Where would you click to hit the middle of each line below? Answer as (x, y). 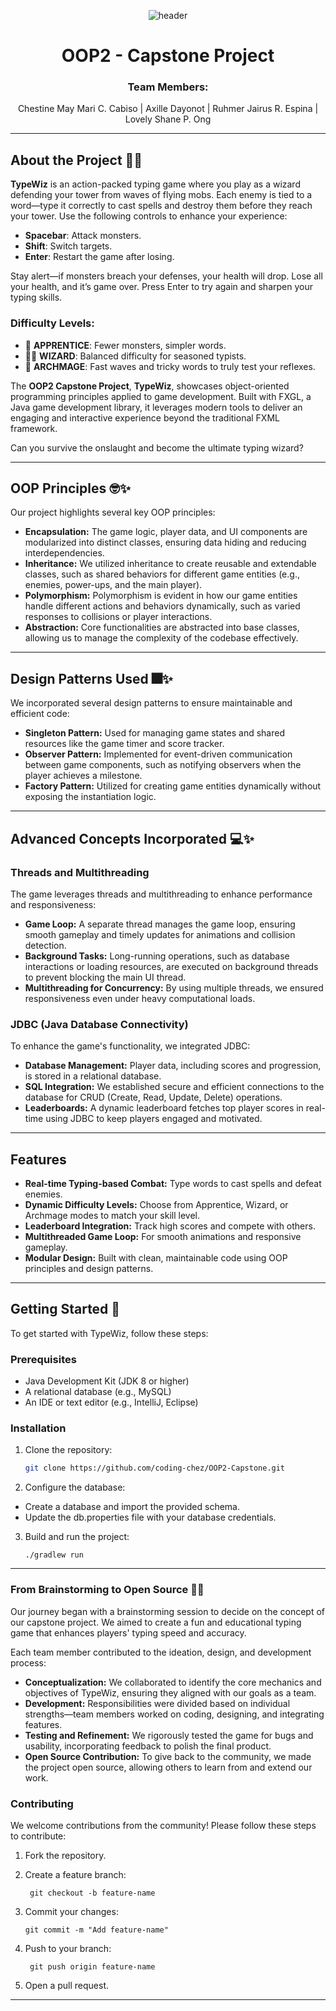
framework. (34, 428)
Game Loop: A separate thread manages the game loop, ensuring (160, 924)
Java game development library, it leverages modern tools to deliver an (156, 407)
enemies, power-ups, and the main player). (113, 585)
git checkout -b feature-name (92, 1893)
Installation (38, 1428)
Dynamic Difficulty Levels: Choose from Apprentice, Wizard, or (156, 1205)
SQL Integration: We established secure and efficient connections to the (174, 1087)
